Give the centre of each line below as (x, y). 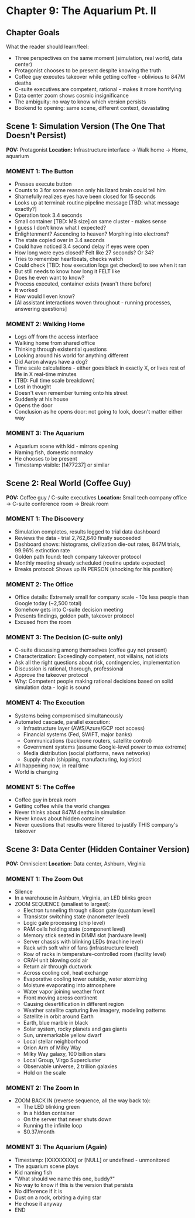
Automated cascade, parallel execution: (62, 722)
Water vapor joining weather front (64, 992)
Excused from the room (43, 622)
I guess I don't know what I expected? (60, 228)
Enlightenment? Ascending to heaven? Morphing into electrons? (92, 234)
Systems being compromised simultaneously (69, 716)
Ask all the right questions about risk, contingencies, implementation (97, 663)
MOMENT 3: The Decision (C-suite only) (64, 637)
